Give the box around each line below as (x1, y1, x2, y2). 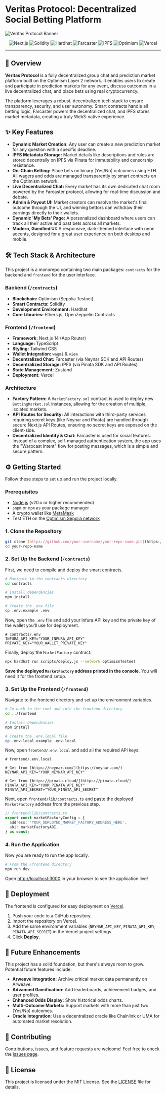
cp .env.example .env (5, 608, 50, 614)
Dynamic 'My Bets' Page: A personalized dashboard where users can (12, 215, 156, 221)
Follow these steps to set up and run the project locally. (5, 476, 118, 482)
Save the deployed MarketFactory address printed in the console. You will (5, 668, 157, 674)
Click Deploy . (12, 934, 41, 940)
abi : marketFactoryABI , (9, 825, 58, 830)
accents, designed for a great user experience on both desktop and (12, 231, 150, 237)
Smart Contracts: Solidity (12, 301, 65, 307)
